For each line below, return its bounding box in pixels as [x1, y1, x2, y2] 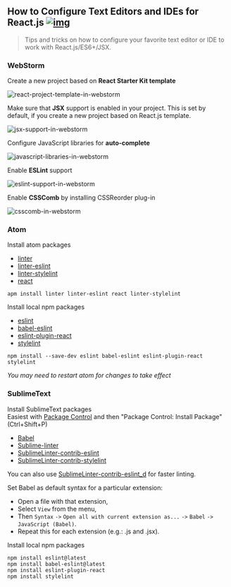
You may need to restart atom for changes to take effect [7, 371, 171, 380]
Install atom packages [7, 241, 71, 249]
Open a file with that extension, [17, 497, 108, 505]
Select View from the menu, [17, 504, 97, 513]
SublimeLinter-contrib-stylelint [17, 456, 107, 464]
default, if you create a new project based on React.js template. [7, 111, 192, 120]
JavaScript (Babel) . [17, 519, 77, 528]
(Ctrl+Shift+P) [7, 420, 48, 428]
